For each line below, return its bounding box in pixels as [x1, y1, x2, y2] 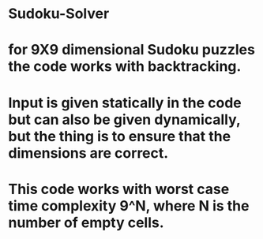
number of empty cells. [8, 214, 164, 231]
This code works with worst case [8, 180, 230, 198]
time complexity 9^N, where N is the [8, 196, 250, 215]
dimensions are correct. [8, 144, 169, 162]
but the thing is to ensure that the [8, 127, 231, 145]
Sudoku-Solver [8, 5, 110, 23]
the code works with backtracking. [8, 58, 242, 76]
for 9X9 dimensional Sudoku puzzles [8, 41, 255, 59]
